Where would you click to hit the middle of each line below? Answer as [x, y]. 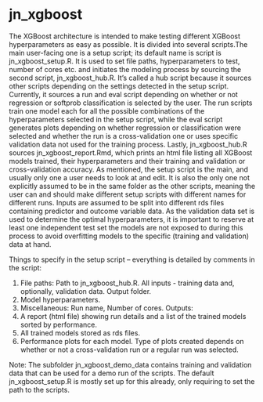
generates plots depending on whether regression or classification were [125, 128]
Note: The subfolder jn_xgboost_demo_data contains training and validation [130, 364]
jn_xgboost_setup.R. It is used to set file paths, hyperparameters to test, [124, 61]
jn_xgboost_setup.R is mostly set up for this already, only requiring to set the [132, 381]
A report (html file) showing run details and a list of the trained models [133, 316]
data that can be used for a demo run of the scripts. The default [112, 373]
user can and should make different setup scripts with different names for [128, 194]
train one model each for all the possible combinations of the [107, 110]
